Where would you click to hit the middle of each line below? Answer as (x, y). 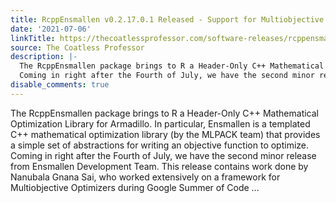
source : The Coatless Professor (77, 47)
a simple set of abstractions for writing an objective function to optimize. (160, 145)
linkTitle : (33, 38)
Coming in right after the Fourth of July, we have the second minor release (163, 155)
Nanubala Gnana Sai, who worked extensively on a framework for (145, 177)
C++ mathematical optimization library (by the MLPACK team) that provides (165, 134)
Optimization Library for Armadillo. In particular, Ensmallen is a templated (160, 123)
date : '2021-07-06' (51, 29)
